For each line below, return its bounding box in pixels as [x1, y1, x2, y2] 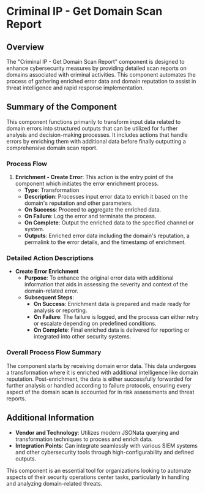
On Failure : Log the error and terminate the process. [24, 213, 157, 220]
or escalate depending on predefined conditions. [33, 320, 157, 327]
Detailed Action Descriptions [6, 254, 94, 262]
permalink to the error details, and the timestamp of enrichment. [24, 239, 187, 246]
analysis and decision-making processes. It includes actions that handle [6, 131, 188, 139]
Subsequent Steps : [24, 294, 75, 301]
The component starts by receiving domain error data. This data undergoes [6, 362, 196, 369]
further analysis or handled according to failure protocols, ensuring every [6, 381, 191, 389]
